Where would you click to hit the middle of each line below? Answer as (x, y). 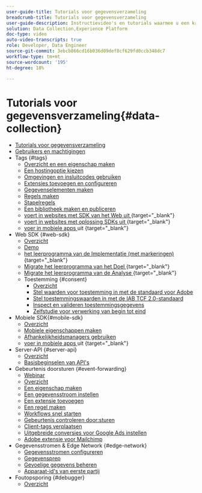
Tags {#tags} (31, 158)
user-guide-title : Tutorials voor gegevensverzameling (76, 12)
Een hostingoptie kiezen (54, 171)
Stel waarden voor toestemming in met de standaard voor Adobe (113, 292)
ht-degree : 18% (25, 68)
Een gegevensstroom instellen (61, 394)
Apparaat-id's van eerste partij (62, 471)
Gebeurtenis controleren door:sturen (69, 420)
